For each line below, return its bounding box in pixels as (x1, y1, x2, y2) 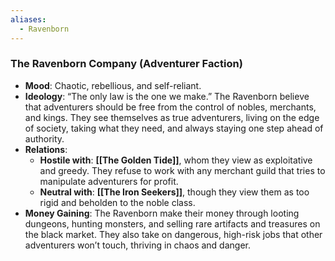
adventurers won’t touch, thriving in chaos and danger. (24, 239, 252, 251)
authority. (24, 132, 65, 145)
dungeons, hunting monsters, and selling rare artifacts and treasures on (24, 217, 321, 230)
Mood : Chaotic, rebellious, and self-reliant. (24, 79, 202, 91)
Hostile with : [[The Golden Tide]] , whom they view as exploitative (39, 154, 313, 166)
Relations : (24, 143, 68, 155)
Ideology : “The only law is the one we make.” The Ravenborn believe (24, 90, 310, 102)
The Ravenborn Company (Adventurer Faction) (10, 57, 243, 71)
